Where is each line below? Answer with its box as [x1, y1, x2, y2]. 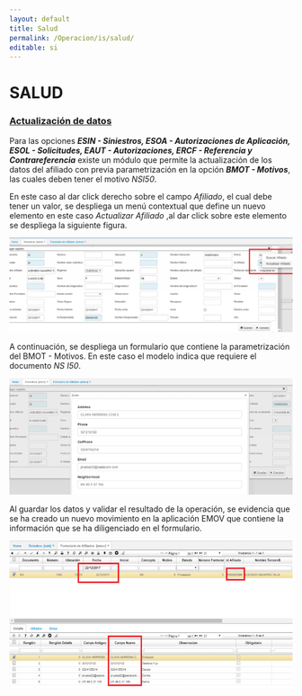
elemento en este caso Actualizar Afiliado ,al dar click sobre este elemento [9, 210, 288, 220]
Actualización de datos [9, 115, 112, 128]
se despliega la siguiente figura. [9, 219, 128, 230]
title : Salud [9, 23, 58, 33]
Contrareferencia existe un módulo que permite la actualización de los [9, 154, 272, 165]
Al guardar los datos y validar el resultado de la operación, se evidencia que [9, 504, 290, 514]
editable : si [9, 43, 58, 52]
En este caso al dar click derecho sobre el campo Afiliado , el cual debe [9, 191, 272, 201]
